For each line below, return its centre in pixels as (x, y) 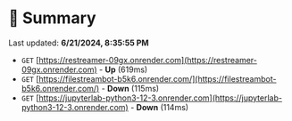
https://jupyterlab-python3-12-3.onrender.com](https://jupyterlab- (161, 98)
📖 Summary (52, 18)
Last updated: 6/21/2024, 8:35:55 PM (79, 43)
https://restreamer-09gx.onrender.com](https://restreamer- (148, 60)
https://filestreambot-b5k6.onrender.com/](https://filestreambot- (158, 78)
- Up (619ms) (123, 69)
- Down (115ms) (130, 88)
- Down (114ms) (159, 107)
